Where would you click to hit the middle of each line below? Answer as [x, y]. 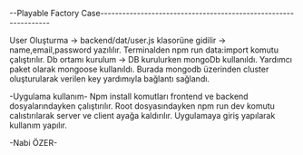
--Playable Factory [44, 13]
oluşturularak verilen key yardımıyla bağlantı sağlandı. [110, 79]
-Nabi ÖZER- [34, 143]
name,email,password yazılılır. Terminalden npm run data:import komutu [144, 50]
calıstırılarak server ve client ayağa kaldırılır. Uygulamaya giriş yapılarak [142, 116]
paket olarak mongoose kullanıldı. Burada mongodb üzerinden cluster [139, 69]
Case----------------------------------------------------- [188, 13]
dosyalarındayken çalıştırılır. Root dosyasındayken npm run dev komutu [142, 106]
